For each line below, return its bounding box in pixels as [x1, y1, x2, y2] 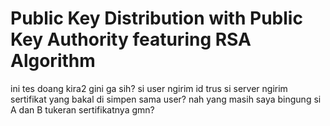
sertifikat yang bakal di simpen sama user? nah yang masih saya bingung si [10, 93, 322, 105]
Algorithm [10, 50, 96, 72]
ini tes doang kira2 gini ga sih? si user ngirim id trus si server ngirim [10, 82, 288, 94]
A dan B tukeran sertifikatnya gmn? [10, 103, 155, 116]
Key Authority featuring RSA [10, 28, 252, 51]
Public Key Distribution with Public [10, 7, 303, 30]
